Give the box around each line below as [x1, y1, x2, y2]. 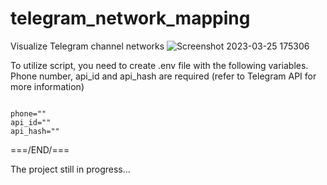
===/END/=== [10, 143, 70, 156]
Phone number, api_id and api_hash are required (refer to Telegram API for [10, 70, 317, 82]
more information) [10, 80, 85, 92]
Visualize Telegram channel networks [10, 40, 165, 52]
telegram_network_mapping [10, 7, 251, 30]
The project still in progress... [10, 163, 131, 175]
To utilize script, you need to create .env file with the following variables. [10, 59, 309, 71]
